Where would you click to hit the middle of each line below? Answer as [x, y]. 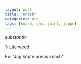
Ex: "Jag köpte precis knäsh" [34, 57]
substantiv [16, 37]
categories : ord [22, 19]
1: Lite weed [17, 47]
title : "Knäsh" [21, 14]
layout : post [19, 10]
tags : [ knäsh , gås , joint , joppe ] [41, 23]
